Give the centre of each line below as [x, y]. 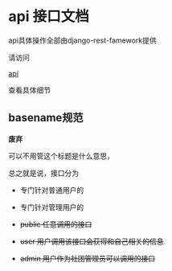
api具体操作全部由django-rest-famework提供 [82, 40]
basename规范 [46, 118]
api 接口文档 [49, 16]
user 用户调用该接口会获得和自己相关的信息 [92, 241]
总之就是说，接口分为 [43, 173]
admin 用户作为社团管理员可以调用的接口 [88, 258]
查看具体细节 [29, 90]
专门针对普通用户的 [52, 190]
